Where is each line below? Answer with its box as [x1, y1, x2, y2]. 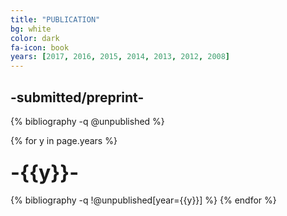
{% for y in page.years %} [10, 134, 118, 146]
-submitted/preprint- [10, 89, 145, 106]
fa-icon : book [10, 42, 70, 53]
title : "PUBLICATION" [10, 14, 101, 25]
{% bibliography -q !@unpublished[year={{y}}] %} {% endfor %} [10, 194, 277, 206]
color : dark [10, 33, 60, 43]
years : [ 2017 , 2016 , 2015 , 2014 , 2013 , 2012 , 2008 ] [10, 52, 231, 62]
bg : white [10, 24, 52, 34]
